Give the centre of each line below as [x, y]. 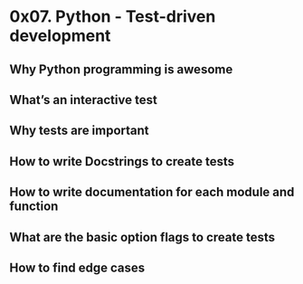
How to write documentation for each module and [152, 192]
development [60, 36]
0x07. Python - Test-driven [113, 17]
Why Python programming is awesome [121, 69]
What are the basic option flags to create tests [142, 237]
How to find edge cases [77, 267]
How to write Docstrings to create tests [122, 161]
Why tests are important [79, 131]
